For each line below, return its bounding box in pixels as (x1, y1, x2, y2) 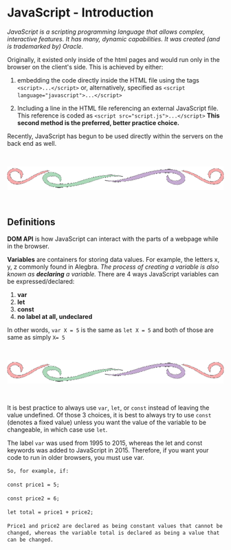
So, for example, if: (7, 467, 69, 474)
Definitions (7, 217, 56, 228)
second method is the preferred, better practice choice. (16, 118, 180, 126)
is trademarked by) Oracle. (7, 42, 84, 50)
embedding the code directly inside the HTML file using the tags (16, 76, 199, 84)
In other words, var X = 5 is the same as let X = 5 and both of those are (7, 325, 214, 334)
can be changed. (7, 536, 54, 543)
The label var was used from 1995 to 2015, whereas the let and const (7, 439, 203, 447)
